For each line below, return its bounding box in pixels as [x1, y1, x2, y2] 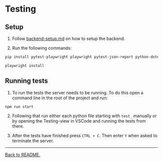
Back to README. [5, 152, 40, 158]
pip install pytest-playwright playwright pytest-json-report [5, 54, 133, 59]
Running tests [5, 77, 49, 85]
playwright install [5, 63, 45, 68]
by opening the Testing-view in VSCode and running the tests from [12, 118, 146, 124]
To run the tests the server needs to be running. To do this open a [12, 90, 144, 95]
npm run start [5, 104, 34, 109]
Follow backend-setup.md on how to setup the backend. [12, 36, 125, 41]
